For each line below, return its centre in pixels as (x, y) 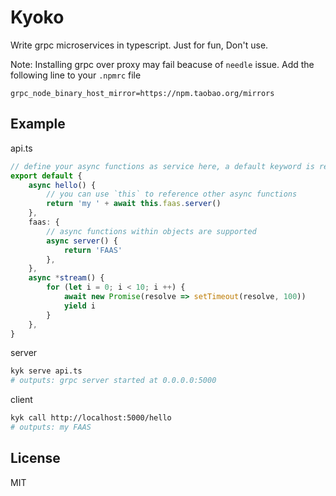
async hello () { (62, 185)
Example (38, 124)
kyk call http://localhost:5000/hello (91, 418)
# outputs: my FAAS (51, 427)
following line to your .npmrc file (76, 75)
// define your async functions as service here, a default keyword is (162, 166)
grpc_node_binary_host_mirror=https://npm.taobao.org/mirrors (142, 93)
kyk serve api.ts (46, 371)
